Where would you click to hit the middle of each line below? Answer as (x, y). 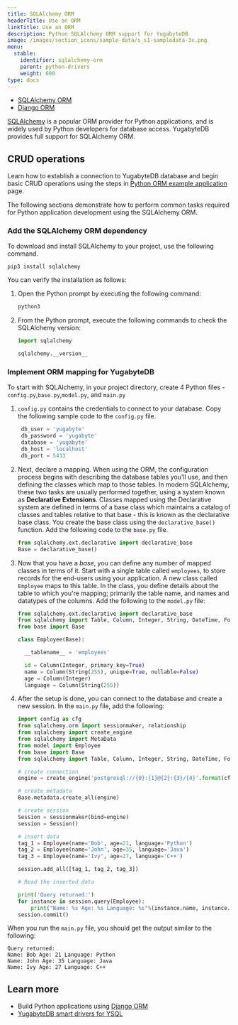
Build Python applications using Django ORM (83, 1007)
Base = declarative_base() (57, 549)
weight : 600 (38, 73)
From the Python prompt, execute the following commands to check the (122, 320)
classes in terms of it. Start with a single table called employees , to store (121, 570)
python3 (29, 307)
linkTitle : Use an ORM (41, 27)
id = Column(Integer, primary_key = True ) (85, 665)
